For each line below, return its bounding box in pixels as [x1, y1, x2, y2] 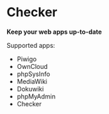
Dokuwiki [16, 84, 44, 93]
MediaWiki [16, 77, 47, 85]
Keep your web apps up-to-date [6, 27, 103, 36]
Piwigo [16, 54, 37, 63]
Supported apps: [6, 41, 56, 49]
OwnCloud [16, 62, 49, 70]
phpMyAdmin [16, 92, 56, 101]
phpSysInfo [16, 70, 51, 78]
